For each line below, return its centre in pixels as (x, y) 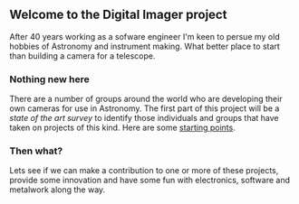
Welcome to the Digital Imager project (118, 15)
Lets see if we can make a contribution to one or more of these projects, (144, 171)
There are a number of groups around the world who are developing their (146, 99)
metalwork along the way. (58, 190)
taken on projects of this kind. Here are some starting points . (122, 128)
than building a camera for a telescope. (82, 56)
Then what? (36, 151)
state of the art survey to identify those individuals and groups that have (144, 118)
